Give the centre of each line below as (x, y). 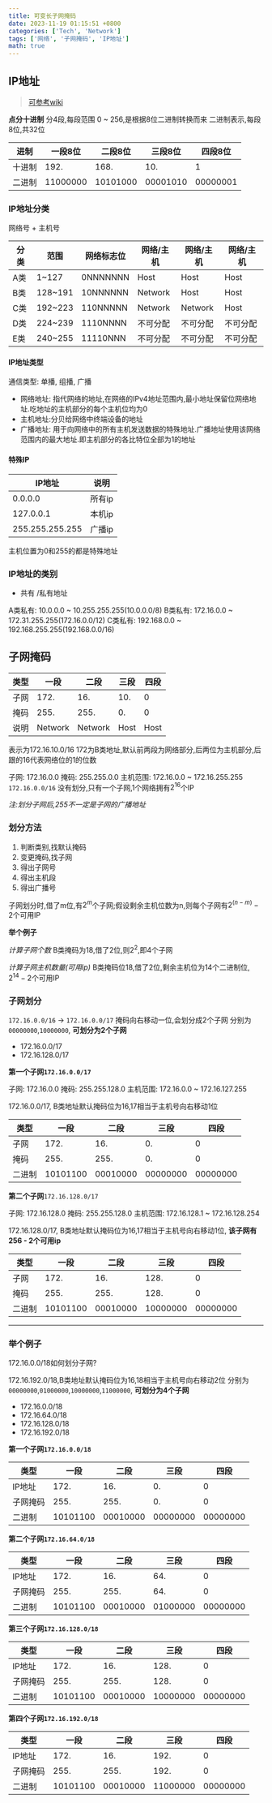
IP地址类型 (26, 362)
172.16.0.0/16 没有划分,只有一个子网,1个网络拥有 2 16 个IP (101, 786)
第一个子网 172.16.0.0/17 (50, 1071)
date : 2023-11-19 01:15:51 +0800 (65, 24)
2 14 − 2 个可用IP (34, 977)
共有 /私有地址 (44, 592)
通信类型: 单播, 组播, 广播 (50, 381)
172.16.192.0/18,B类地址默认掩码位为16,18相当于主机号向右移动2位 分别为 (129, 1380)
